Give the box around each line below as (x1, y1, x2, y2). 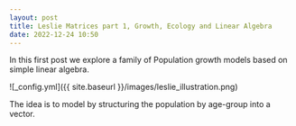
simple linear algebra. (9, 64, 90, 75)
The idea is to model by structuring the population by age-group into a (9, 99, 271, 110)
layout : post (9, 13, 59, 22)
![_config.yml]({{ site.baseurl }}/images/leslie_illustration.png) (9, 82, 238, 93)
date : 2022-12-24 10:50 (9, 30, 99, 39)
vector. (9, 109, 36, 120)
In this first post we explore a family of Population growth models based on (9, 55, 288, 66)
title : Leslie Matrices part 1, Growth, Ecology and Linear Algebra (9, 22, 273, 31)
